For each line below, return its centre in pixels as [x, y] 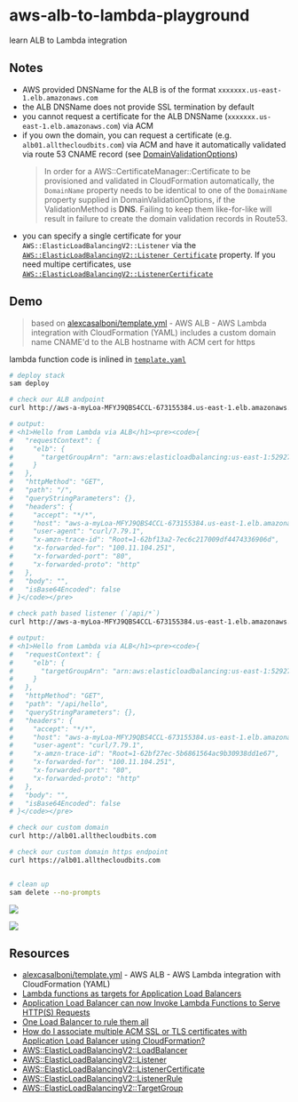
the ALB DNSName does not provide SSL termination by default [138, 107]
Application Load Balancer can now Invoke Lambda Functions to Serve [151, 1003]
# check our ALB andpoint [57, 400]
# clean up [29, 884]
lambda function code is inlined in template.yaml [98, 359]
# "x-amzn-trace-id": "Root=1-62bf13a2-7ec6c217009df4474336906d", [144, 540]
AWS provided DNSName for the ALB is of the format [119, 89]
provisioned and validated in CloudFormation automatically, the [159, 181]
